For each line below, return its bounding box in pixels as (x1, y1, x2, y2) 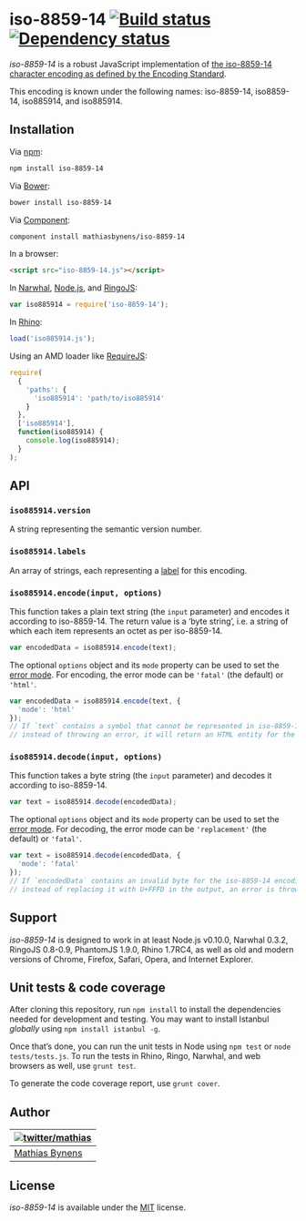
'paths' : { (25, 385, 67, 394)
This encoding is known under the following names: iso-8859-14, (9, 86, 253, 97)
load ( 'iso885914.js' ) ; (9, 334, 96, 343)
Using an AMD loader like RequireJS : (9, 351, 148, 361)
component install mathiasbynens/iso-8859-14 (9, 232, 185, 241)
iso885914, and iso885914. (22, 96, 123, 107)
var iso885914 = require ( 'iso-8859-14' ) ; (9, 300, 169, 310)
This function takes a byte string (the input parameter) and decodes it (9, 770, 272, 781)
